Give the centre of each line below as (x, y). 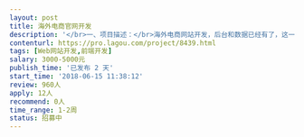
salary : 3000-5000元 (47, 59)
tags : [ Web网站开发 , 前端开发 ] (61, 51)
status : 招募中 (36, 118)
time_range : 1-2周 (43, 110)
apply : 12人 (31, 93)
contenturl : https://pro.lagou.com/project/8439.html (113, 43)
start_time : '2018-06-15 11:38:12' (76, 77)
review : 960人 (35, 85)
